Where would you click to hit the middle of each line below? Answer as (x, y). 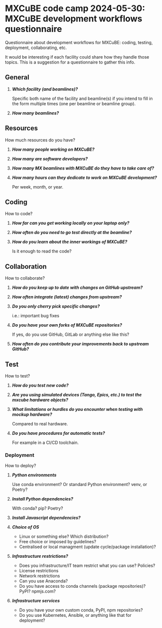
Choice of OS (26, 527)
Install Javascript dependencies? (46, 518)
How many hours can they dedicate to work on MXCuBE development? (84, 177)
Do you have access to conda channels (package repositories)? (82, 586)
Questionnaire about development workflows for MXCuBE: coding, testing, (79, 42)
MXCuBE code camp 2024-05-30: (75, 8)
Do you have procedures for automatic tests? (58, 433)
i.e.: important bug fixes (35, 316)
